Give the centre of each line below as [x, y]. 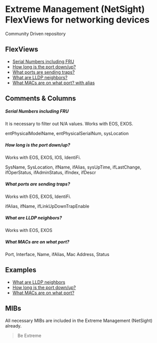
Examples [21, 270]
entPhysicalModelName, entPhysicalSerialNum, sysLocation [67, 133]
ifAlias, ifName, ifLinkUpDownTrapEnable [47, 206]
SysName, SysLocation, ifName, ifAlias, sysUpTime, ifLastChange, [73, 167]
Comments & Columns [41, 98]
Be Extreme [29, 335]
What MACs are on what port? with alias [54, 82]
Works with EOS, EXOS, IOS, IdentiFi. [43, 157]
